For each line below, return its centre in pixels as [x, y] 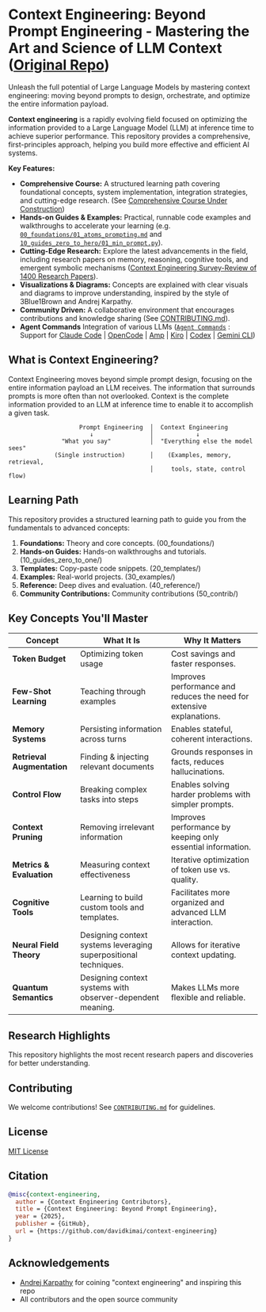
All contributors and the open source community [99, 1299]
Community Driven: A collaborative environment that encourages [127, 310]
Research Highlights [59, 1035]
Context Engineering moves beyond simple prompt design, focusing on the [130, 379]
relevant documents [117, 767]
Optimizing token [112, 654]
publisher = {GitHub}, [53, 1224]
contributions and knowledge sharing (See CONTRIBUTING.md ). [125, 318]
